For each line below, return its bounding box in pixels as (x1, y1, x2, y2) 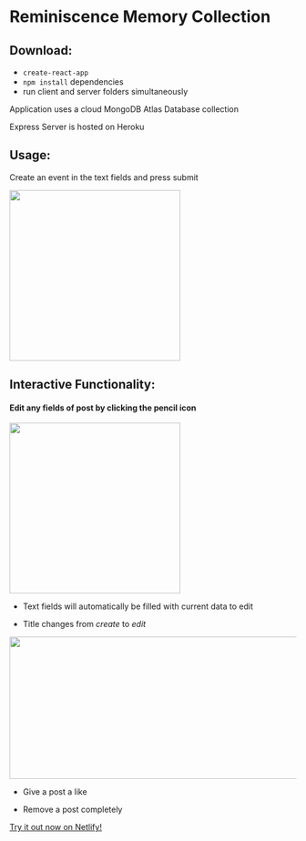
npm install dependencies (22, 76, 125, 87)
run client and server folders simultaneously (22, 86, 189, 96)
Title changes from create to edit (22, 619, 147, 630)
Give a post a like (22, 786, 88, 797)
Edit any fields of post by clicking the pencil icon (9, 402, 197, 413)
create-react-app (22, 68, 89, 77)
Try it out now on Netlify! (9, 822, 103, 833)
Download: (9, 43, 73, 58)
